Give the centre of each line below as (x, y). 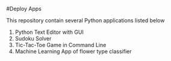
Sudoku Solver (33, 38)
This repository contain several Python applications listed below (85, 20)
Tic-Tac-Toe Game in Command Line (61, 45)
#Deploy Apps (24, 9)
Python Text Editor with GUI (49, 32)
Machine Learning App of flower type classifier (73, 51)
